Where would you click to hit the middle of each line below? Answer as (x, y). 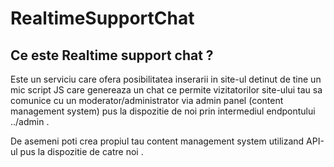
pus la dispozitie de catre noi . (81, 151)
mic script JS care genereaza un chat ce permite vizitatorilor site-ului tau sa (166, 90)
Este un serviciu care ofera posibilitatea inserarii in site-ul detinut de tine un (166, 79)
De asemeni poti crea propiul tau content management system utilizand (157, 141)
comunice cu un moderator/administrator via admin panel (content (147, 100)
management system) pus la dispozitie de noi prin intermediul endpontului (163, 111)
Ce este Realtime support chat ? (112, 55)
